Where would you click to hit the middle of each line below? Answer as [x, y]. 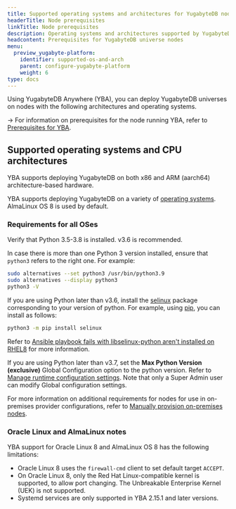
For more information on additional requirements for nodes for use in [106, 399]
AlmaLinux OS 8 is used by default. [58, 206]
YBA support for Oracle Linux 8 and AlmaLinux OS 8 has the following [108, 447]
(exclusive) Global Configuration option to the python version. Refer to [110, 370]
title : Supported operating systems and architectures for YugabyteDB [113, 14]
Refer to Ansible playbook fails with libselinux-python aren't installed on [111, 341]
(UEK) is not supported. [51, 491]
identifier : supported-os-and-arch [72, 60]
